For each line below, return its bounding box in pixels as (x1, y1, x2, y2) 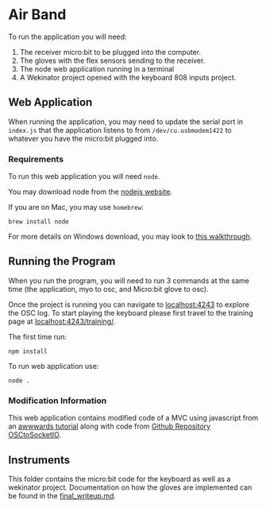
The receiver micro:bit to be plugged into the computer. (19, 47, 201, 56)
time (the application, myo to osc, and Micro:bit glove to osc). (8, 284, 209, 293)
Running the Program (8, 254, 116, 268)
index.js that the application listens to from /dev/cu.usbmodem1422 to (8, 125, 232, 134)
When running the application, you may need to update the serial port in (8, 117, 244, 126)
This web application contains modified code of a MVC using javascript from (8, 413, 259, 423)
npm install (8, 347, 48, 355)
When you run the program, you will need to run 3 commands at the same (8, 276, 250, 285)
